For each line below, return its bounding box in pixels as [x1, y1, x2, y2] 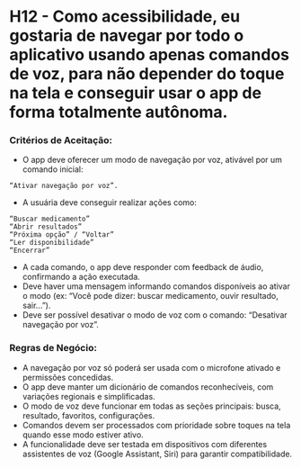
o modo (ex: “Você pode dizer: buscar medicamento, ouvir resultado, [22, 291, 279, 301]
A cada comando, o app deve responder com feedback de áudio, [22, 262, 264, 273]
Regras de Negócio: [9, 342, 97, 355]
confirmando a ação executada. [22, 272, 141, 283]
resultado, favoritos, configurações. [22, 409, 155, 420]
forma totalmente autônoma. [9, 102, 228, 122]
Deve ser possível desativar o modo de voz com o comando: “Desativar [22, 310, 288, 320]
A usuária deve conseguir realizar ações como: [22, 197, 198, 208]
